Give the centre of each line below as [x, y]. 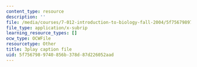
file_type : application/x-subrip [47, 28]
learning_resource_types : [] [42, 33]
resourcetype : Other [31, 44]
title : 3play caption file [39, 50]
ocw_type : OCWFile [28, 38]
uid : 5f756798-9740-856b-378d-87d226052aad [60, 55]
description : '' [26, 17]
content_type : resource [35, 11]
